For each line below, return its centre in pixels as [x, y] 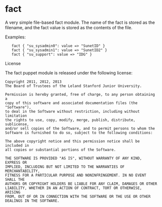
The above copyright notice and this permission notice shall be [72, 141]
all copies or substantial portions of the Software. [61, 150]
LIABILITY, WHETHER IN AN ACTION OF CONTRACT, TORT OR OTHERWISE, [73, 188]
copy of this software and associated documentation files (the [71, 103]
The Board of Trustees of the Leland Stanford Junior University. [73, 86]
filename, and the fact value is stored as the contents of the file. [69, 27]
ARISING [13, 192]
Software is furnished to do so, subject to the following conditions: [79, 133]
